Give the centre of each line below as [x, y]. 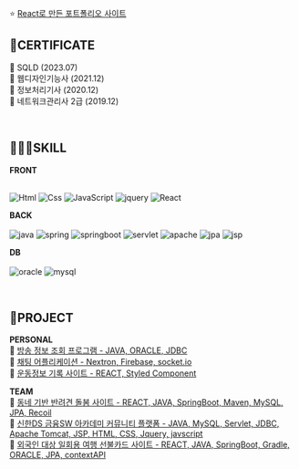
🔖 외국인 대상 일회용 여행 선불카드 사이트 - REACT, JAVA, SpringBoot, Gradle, [149, 444]
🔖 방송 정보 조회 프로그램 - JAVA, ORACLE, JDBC [98, 350]
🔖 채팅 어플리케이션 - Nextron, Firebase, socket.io [101, 362]
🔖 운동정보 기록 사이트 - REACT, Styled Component [103, 373]
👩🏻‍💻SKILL [38, 148]
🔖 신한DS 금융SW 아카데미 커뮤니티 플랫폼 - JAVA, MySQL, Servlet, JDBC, [144, 423]
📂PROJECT [41, 318]
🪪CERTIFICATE [52, 45]
